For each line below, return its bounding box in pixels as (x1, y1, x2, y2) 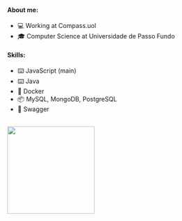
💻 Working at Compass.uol (17, 22, 96, 30)
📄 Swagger (17, 105, 50, 113)
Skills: (7, 50, 26, 59)
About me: (7, 6, 38, 14)
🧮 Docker (17, 87, 45, 96)
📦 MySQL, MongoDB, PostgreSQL (17, 95, 117, 104)
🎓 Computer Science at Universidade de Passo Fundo (17, 32, 176, 41)
